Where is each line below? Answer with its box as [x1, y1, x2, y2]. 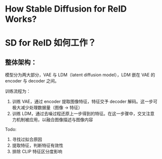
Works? [5, 14, 37, 25]
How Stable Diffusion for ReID [5, 3, 127, 15]
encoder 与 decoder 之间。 [5, 78, 59, 84]
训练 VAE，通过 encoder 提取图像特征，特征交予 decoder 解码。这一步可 [12, 98, 158, 105]
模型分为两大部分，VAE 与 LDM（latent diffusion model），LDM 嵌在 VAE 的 [5, 72, 155, 78]
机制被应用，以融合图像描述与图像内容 [16, 117, 93, 123]
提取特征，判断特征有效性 [12, 143, 64, 148]
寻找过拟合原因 [12, 137, 42, 143]
